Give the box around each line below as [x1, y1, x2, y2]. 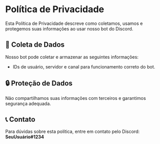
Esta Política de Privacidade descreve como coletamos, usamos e [5, 20, 143, 26]
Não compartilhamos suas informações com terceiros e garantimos [5, 95, 146, 101]
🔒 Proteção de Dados [5, 79, 73, 88]
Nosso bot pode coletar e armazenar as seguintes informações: [5, 54, 139, 60]
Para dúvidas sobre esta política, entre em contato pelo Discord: [5, 128, 140, 135]
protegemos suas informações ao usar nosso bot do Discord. [5, 25, 134, 31]
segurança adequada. [5, 100, 51, 106]
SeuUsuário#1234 [5, 134, 44, 140]
